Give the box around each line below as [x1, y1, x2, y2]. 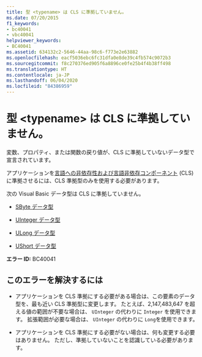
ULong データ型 [15, 229, 56, 237]
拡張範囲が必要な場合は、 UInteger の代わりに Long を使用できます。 [27, 315, 198, 323]
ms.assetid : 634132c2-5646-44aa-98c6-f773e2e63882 [6, 49, 138, 55]
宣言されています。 [6, 156, 54, 163]
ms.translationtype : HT [6, 66, 67, 73]
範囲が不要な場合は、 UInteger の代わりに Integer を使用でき [36, 308, 192, 315]
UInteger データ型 [15, 216, 61, 223]
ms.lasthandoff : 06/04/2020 [6, 77, 78, 84]
